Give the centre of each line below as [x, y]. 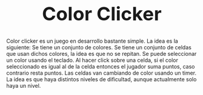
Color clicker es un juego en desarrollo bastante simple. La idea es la [92, 41]
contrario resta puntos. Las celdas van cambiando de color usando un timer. [101, 73]
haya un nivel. [24, 85]
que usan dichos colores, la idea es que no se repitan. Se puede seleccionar [101, 54]
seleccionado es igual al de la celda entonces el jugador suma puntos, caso [101, 66]
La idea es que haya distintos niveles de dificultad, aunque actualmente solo [101, 79]
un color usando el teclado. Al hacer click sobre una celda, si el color [92, 60]
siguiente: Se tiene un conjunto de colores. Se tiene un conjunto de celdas [99, 47]
